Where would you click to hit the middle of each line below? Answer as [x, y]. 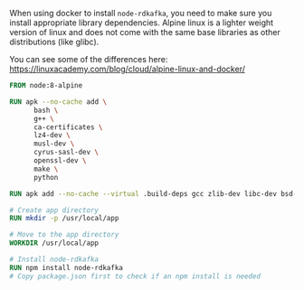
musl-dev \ [54, 144]
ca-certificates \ [68, 127]
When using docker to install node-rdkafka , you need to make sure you [141, 13]
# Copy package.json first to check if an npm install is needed [135, 276]
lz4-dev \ [52, 136]
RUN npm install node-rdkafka [66, 267]
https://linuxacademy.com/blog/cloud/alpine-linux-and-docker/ [128, 69]
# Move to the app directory [64, 235]
